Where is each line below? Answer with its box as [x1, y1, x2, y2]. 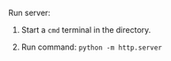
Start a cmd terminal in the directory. [20, 25, 152, 34]
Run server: [8, 8, 51, 18]
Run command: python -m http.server [20, 42, 163, 52]
